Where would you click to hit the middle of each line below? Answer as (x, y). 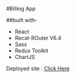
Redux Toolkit (31, 51)
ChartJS (25, 57)
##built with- (22, 20)
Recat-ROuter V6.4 (38, 38)
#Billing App (21, 9)
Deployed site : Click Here (38, 68)
